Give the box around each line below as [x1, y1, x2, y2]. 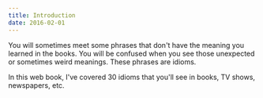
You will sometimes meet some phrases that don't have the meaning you [8, 40, 245, 49]
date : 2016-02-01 [8, 19, 66, 27]
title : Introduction [8, 11, 77, 20]
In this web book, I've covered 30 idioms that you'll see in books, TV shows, [8, 72, 255, 82]
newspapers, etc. [8, 80, 65, 90]
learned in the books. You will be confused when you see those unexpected [8, 49, 255, 58]
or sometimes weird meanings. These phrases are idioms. [8, 56, 197, 67]
